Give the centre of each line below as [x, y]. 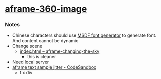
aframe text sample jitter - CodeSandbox [54, 67]
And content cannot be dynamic [45, 41]
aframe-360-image [46, 9]
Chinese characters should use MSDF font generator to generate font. [84, 35]
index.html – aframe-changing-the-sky [60, 51]
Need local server [31, 62]
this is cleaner [42, 57]
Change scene [27, 46]
